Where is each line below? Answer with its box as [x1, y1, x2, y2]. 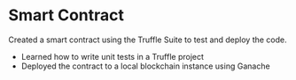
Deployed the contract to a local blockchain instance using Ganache [20, 61, 271, 71]
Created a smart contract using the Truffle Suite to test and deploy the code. [8, 34, 287, 45]
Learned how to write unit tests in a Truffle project [20, 51, 205, 62]
